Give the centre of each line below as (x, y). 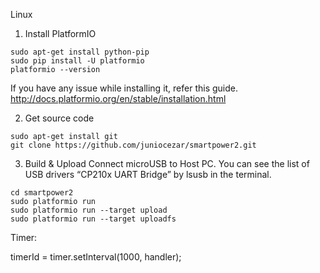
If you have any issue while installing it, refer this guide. (124, 88)
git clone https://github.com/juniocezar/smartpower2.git (133, 145)
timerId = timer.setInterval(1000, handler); (96, 257)
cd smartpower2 (42, 193)
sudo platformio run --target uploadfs (93, 219)
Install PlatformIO (60, 33)
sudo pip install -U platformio (77, 61)
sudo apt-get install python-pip (80, 52)
